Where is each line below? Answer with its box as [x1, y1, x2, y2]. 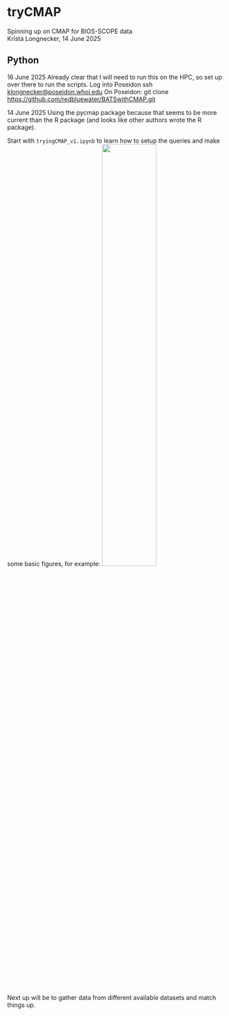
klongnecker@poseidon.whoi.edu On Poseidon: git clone [7, 87, 169, 96]
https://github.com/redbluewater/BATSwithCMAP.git [7, 95, 156, 103]
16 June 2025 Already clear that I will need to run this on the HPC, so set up [7, 73, 223, 81]
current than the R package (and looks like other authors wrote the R [7, 116, 202, 124]
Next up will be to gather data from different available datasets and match [7, 993, 217, 1001]
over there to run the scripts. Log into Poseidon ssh [7, 80, 153, 89]
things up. [7, 1001, 36, 1009]
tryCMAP [7, 4, 61, 20]
